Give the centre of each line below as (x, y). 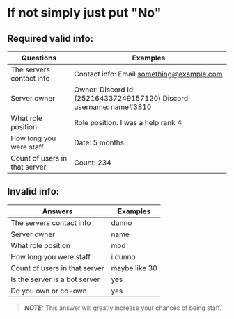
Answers (57, 211)
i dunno (123, 256)
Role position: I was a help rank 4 (128, 123)
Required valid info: (50, 39)
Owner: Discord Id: (105, 90)
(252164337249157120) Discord (131, 98)
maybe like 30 (134, 268)
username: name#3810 (113, 107)
